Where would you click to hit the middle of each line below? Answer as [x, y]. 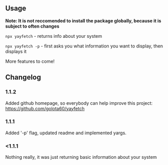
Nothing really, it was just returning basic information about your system [81, 157]
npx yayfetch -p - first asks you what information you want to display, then [84, 46]
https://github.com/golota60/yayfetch [45, 108]
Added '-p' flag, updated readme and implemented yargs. [66, 133]
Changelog [23, 77]
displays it [16, 51]
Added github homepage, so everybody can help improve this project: [79, 103]
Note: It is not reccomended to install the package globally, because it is [83, 20]
